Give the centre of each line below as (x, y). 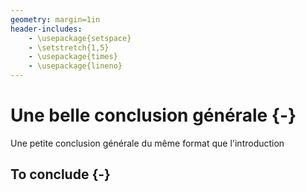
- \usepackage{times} (73, 57)
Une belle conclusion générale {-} (153, 115)
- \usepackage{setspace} (80, 38)
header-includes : (46, 29)
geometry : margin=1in (55, 19)
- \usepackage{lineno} (75, 66)
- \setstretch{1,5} (69, 47)
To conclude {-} (60, 174)
